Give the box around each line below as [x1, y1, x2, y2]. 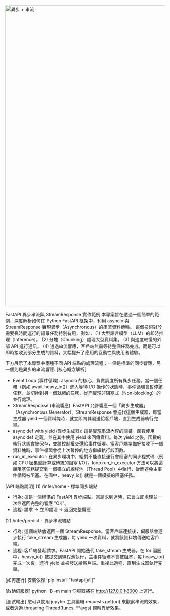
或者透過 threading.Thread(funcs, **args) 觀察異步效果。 [5, 605, 124, 611]
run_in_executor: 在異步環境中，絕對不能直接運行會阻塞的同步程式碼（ [12, 454, 159, 459]
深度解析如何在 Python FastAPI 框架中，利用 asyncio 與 [14, 318, 130, 324]
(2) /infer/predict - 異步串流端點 [5, 518, 71, 523]
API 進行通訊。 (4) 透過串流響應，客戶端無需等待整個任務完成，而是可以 [11, 343, 161, 349]
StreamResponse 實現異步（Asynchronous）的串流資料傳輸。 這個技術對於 [5, 324, 162, 330]
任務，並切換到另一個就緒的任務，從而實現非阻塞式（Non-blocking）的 [12, 390, 161, 396]
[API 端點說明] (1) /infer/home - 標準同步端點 [5, 483, 98, 489]
